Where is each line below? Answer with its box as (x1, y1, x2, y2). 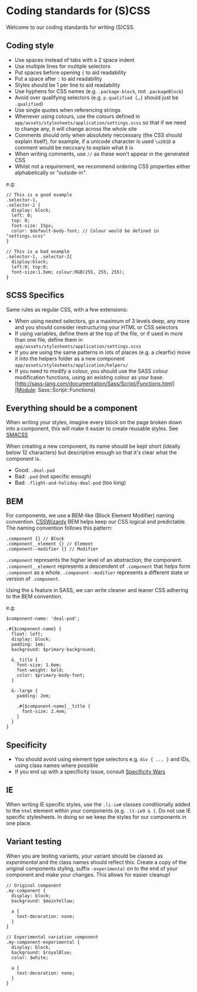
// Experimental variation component (6, 934, 99, 940)
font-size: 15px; (11, 223, 54, 229)
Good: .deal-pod (14, 467, 55, 474)
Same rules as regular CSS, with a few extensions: (6, 306, 128, 313)
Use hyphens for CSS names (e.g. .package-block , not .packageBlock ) (14, 87, 183, 95)
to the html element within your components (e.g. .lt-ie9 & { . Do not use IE (6, 807, 191, 814)
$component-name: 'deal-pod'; (6, 616, 81, 622)
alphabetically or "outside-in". (14, 169, 87, 176)
